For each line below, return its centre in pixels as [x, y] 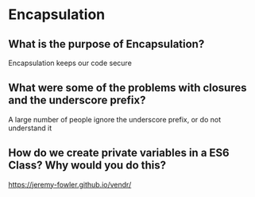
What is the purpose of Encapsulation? [106, 44]
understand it [30, 128]
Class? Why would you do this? [87, 166]
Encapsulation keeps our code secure [70, 63]
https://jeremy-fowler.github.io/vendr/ [70, 184]
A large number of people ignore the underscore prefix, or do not [114, 119]
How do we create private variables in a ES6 [119, 153]
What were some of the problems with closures [128, 88]
